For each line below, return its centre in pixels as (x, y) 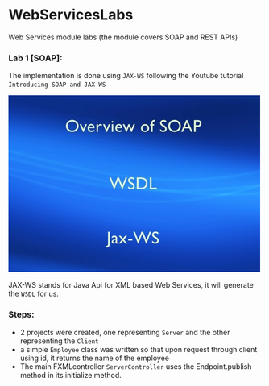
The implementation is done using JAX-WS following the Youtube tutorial (126, 76)
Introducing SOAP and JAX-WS (57, 85)
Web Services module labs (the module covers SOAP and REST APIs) (123, 37)
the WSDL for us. (33, 294)
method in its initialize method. (71, 375)
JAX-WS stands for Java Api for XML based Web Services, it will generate (131, 285)
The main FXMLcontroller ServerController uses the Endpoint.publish (136, 366)
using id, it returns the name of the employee (94, 358)
